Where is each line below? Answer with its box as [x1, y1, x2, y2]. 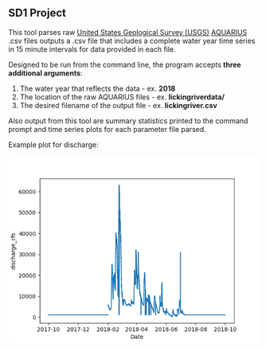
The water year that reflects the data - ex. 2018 [19, 84, 176, 93]
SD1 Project [8, 6, 66, 20]
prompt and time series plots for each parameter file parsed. [8, 124, 207, 134]
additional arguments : [8, 68, 83, 78]
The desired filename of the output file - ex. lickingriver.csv [19, 100, 217, 110]
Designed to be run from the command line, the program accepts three [8, 60, 241, 69]
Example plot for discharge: [8, 139, 99, 150]
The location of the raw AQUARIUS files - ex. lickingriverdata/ [19, 91, 225, 102]
